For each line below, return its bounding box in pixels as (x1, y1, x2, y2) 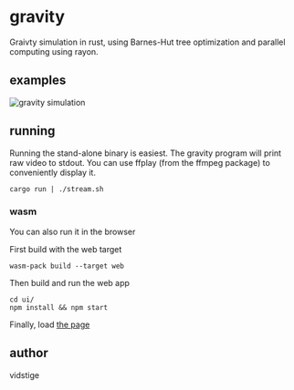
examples (9, 73, 67, 88)
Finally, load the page (9, 319, 90, 330)
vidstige (9, 369, 39, 380)
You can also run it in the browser (9, 226, 136, 237)
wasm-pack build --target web (9, 262, 125, 271)
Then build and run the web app (9, 277, 131, 288)
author (9, 345, 48, 361)
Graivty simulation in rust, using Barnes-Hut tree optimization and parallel (9, 36, 286, 47)
